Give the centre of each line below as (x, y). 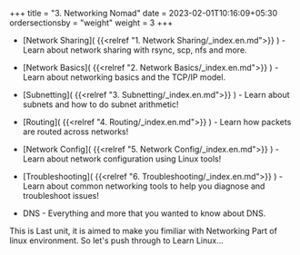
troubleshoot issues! (61, 196)
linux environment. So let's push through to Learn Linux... (117, 240)
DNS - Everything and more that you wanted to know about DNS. (144, 213)
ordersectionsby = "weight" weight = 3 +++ (91, 23)
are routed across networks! (75, 132)
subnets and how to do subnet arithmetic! (100, 104)
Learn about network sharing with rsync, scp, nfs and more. (135, 50)
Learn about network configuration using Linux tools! (122, 159)
